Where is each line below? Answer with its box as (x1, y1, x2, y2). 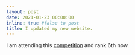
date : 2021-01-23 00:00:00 (6, 14, 74, 20)
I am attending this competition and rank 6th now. (6, 42, 130, 49)
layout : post (6, 8, 39, 15)
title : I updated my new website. (6, 25, 93, 32)
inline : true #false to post (6, 20, 80, 26)
